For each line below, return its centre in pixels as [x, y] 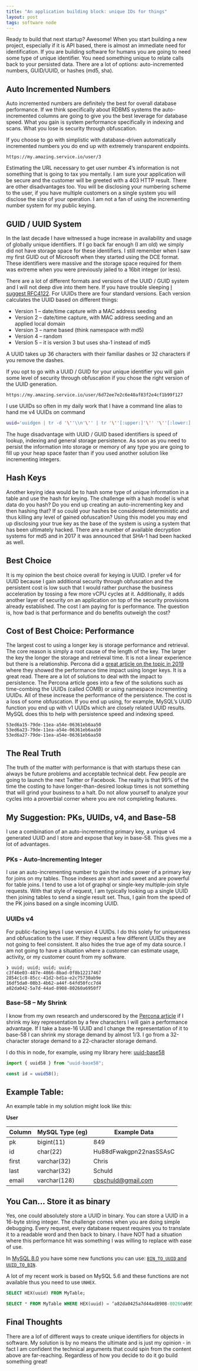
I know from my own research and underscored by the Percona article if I [95, 1015]
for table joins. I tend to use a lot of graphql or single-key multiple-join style [98, 885]
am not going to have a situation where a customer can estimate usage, [93, 951]
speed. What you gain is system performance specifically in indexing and [95, 122]
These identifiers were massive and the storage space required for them [94, 263]
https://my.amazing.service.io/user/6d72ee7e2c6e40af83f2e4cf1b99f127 [95, 395]
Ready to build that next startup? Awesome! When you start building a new [97, 40]
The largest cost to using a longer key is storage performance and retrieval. [98, 645]
